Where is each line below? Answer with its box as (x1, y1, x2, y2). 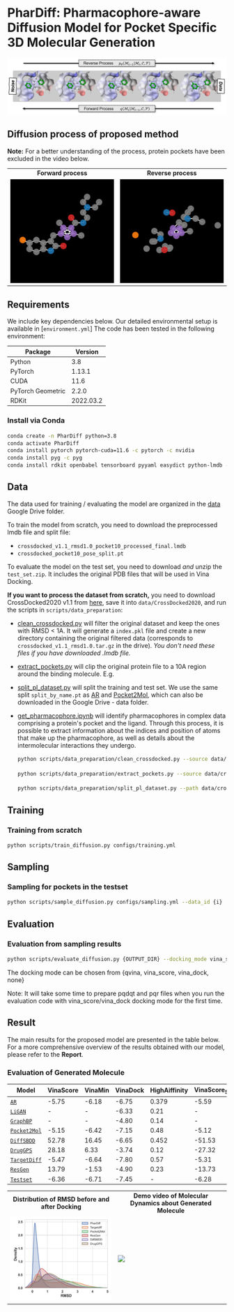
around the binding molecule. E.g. (17, 670, 115, 678)
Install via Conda (7, 416, 65, 425)
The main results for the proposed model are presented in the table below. (7, 1035, 221, 1043)
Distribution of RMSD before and (13, 1195, 110, 1204)
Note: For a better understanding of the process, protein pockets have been (7, 146, 225, 155)
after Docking (40, 1202, 81, 1211)
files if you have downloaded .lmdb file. (17, 649, 131, 657)
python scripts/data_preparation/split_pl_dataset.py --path (17, 785, 199, 792)
